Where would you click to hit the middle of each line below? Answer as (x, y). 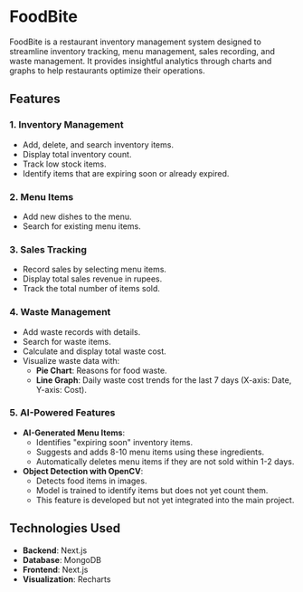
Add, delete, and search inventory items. (98, 144)
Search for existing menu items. (82, 226)
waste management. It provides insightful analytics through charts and (141, 61)
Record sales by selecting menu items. (95, 270)
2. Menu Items (42, 196)
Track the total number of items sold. (91, 289)
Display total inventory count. (77, 154)
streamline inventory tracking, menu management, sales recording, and (142, 51)
